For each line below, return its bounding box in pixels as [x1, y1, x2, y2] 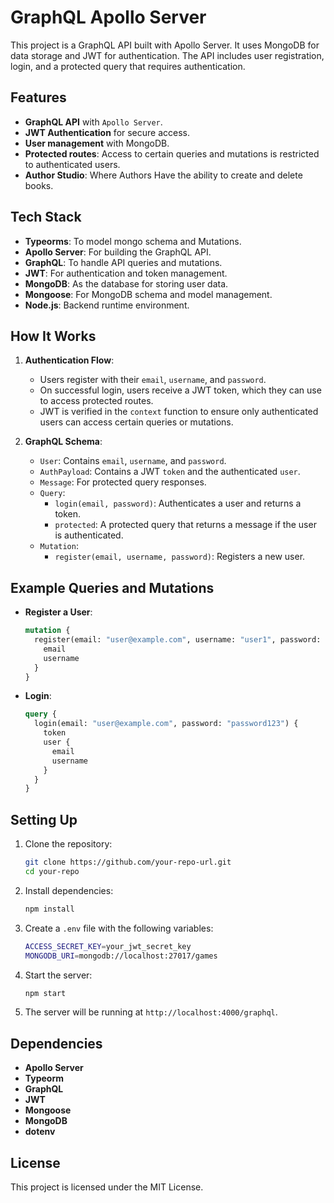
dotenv [24, 1126, 56, 1138]
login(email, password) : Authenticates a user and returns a [54, 497, 302, 510]
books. [24, 179, 54, 191]
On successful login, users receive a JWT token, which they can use [39, 384, 322, 396]
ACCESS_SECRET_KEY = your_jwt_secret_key [24, 941, 192, 951]
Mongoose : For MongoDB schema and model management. [24, 288, 273, 300]
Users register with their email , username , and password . [39, 374, 267, 386]
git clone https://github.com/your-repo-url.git [24, 857, 232, 868]
